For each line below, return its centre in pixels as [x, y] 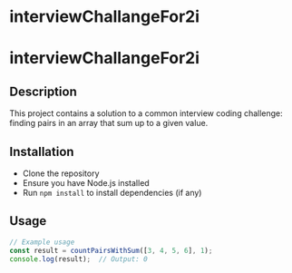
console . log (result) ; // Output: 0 [78, 259]
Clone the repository [61, 173]
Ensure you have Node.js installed [86, 183]
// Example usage [42, 242]
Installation [42, 151]
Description [43, 91]
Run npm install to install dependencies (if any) [112, 193]
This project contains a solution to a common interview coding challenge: [146, 113]
